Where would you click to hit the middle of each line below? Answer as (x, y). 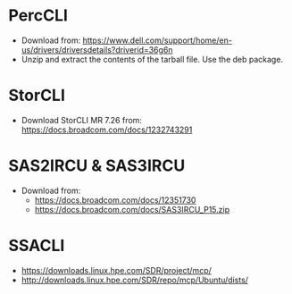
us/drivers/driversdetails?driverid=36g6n (97, 49)
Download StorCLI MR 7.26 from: (81, 120)
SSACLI (37, 246)
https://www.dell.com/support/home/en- (158, 40)
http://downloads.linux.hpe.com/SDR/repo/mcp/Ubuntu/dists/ (135, 280)
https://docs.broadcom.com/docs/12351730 (115, 200)
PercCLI (38, 16)
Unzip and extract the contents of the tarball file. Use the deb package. (152, 59)
